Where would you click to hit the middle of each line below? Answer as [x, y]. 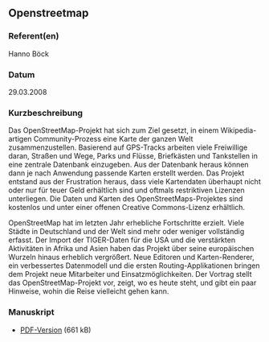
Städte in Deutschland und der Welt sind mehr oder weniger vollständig [126, 232]
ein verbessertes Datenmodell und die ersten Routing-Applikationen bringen [134, 266]
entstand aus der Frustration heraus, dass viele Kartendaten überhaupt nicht [134, 182]
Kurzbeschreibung [45, 113]
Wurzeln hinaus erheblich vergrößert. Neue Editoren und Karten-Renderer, [131, 258]
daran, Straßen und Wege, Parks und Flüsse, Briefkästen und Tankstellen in [133, 156]
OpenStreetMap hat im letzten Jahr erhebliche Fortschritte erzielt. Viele [126, 223]
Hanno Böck [29, 54]
